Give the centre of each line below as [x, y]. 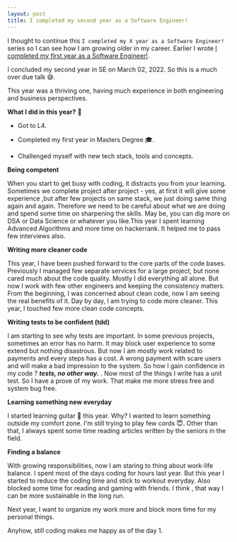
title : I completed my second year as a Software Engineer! [98, 20]
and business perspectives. [47, 98]
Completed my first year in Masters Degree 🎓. [86, 139]
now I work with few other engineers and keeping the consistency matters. [116, 285]
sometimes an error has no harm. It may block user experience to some [111, 343]
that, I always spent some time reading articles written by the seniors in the [117, 430]
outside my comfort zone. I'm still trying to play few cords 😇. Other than [112, 423]
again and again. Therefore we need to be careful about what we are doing [116, 206]
